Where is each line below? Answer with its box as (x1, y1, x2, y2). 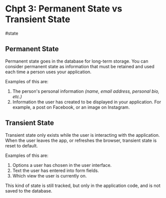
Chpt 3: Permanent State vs (5, 3, 122, 15)
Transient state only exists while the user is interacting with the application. (5, 132, 160, 138)
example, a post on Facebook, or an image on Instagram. (12, 104, 130, 110)
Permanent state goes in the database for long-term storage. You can (5, 58, 148, 64)
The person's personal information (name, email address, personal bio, (12, 88, 159, 94)
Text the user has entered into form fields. (12, 167, 99, 173)
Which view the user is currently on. (12, 172, 87, 178)
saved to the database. (5, 187, 52, 193)
